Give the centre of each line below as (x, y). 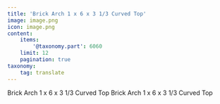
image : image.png (33, 20)
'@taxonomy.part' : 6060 (67, 46)
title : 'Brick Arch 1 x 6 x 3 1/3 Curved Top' (77, 14)
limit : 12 (35, 53)
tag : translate (42, 72)
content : (20, 33)
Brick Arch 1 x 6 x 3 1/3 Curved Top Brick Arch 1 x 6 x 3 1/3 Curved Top (110, 93)
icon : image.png (31, 27)
